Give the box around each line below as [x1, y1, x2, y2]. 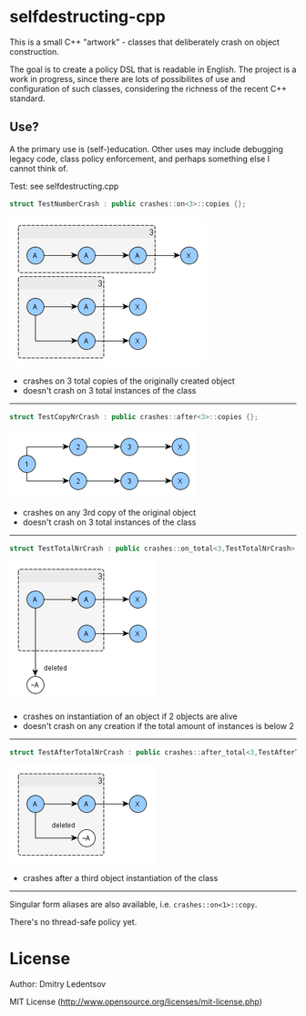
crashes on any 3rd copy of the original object [22, 507, 197, 518]
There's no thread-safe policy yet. [9, 917, 138, 928]
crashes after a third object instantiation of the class [22, 873, 219, 884]
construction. [9, 46, 59, 56]
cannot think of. [9, 162, 68, 174]
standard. [9, 93, 46, 104]
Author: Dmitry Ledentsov [9, 979, 107, 990]
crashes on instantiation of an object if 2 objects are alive [22, 711, 239, 722]
